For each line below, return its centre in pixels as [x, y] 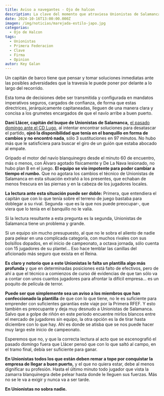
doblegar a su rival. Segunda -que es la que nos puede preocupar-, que [77, 204]
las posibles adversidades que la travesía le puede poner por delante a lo [79, 83]
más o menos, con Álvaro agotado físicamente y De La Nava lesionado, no [80, 163]
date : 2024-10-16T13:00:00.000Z [38, 19]
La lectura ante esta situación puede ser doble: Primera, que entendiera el [81, 194]
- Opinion [19, 59]
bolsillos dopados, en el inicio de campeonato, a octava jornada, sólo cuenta [82, 243]
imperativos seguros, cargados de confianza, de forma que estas [71, 103]
